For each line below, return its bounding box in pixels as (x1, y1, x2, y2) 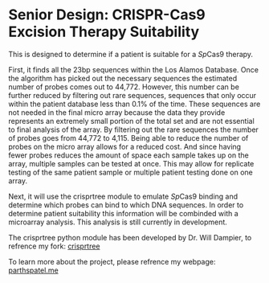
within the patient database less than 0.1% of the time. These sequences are (8, 99, 261, 109)
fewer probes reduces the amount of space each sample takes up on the (8, 150, 249, 160)
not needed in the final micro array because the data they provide (8, 107, 226, 117)
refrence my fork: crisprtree (8, 241, 100, 251)
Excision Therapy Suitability (8, 23, 200, 41)
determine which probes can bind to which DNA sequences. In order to (8, 199, 244, 210)
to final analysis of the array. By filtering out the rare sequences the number (8, 125, 259, 134)
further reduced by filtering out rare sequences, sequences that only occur (8, 90, 257, 100)
